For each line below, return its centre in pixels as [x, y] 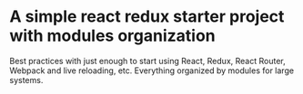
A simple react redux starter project [147, 17]
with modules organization [112, 36]
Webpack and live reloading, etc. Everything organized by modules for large [151, 70]
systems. [26, 80]
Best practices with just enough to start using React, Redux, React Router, [147, 61]
